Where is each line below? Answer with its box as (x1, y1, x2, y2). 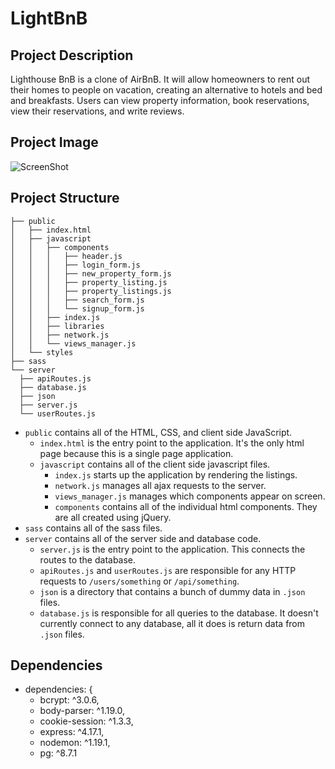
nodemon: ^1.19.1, (39, 737, 111, 749)
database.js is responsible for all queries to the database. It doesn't (39, 607, 319, 619)
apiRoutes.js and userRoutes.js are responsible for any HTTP (39, 564, 297, 576)
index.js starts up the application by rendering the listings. (54, 468, 298, 481)
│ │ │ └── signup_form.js (10, 303, 145, 314)
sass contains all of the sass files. (24, 522, 163, 534)
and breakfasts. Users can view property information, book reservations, (10, 95, 310, 106)
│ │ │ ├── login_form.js (10, 260, 141, 270)
